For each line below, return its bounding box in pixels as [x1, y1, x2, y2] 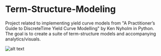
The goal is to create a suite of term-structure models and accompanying [5, 30, 156, 36]
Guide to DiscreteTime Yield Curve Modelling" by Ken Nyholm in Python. [5, 25, 154, 31]
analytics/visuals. [5, 36, 41, 42]
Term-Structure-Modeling [5, 3, 116, 15]
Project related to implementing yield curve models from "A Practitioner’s [5, 20, 155, 26]
